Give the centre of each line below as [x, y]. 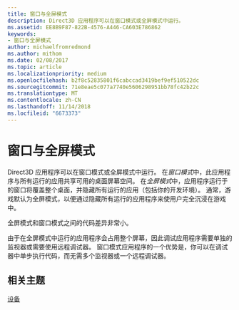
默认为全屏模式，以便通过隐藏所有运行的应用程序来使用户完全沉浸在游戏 [119, 198]
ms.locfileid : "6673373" [44, 113]
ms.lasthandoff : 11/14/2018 [49, 107]
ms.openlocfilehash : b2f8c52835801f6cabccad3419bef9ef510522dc [103, 80]
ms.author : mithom [35, 54]
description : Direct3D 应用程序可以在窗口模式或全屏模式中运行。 [96, 21]
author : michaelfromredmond [49, 47]
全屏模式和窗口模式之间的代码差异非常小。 [70, 222]
